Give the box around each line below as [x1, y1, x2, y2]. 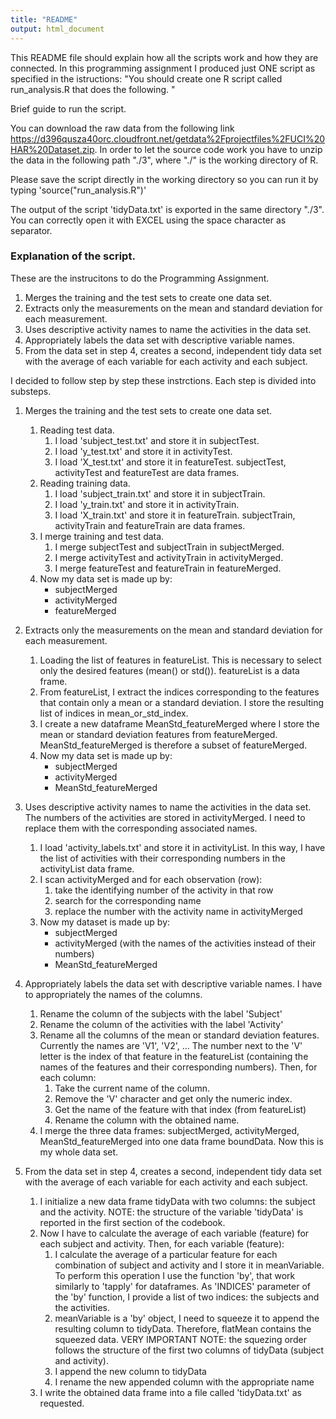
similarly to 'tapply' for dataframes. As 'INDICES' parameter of [54, 1280, 311, 1292]
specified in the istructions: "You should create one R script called [10, 72, 283, 85]
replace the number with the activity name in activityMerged [54, 905, 303, 917]
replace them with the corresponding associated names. [24, 822, 258, 834]
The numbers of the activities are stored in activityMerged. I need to [24, 811, 306, 823]
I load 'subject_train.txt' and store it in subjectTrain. [54, 487, 266, 500]
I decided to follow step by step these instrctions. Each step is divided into [10, 374, 317, 386]
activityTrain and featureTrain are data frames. [54, 519, 246, 531]
